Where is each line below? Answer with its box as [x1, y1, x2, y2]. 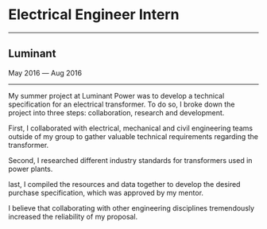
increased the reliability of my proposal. [8, 212, 138, 221]
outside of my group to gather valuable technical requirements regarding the [8, 131, 258, 141]
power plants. [8, 164, 53, 173]
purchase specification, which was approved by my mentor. [8, 188, 204, 197]
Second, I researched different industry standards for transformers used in [8, 155, 253, 165]
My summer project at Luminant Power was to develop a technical [8, 91, 225, 100]
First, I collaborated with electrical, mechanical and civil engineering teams [8, 123, 253, 133]
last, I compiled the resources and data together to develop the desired [8, 179, 241, 188]
